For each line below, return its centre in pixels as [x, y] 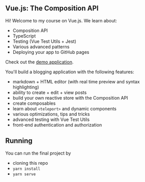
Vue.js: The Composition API [52, 8]
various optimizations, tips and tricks [51, 114]
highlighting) [26, 87]
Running [19, 141]
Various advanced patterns [41, 47]
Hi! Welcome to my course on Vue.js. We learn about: [61, 20]
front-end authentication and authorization [57, 125]
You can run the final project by [38, 153]
